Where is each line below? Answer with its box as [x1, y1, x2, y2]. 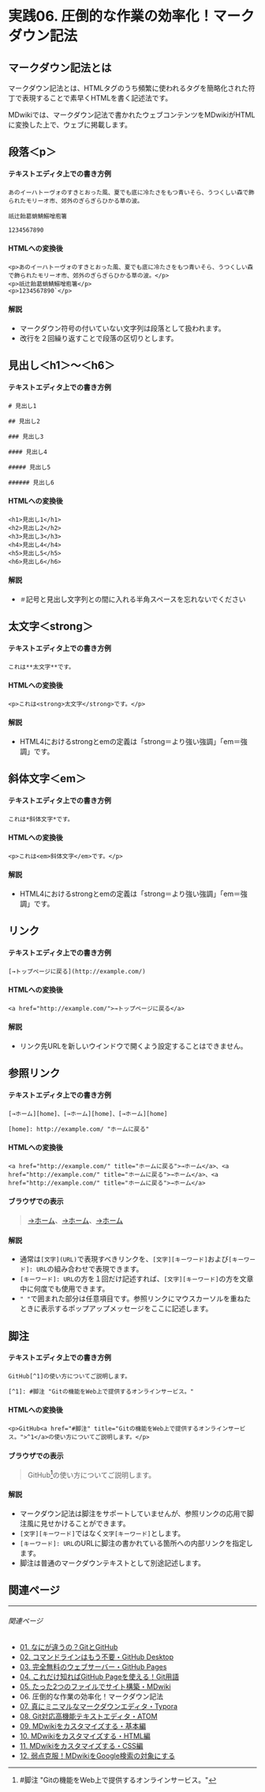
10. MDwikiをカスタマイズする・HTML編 [19, 1731, 151, 1741]
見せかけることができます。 [40, 1519, 130, 1529]
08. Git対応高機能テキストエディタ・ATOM [19, 1711, 158, 1721]
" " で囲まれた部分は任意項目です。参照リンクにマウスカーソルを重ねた [19, 1294, 251, 1303]
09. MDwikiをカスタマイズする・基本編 [19, 1722, 147, 1731]
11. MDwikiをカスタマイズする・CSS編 [19, 1741, 144, 1751]
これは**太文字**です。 [8, 663, 75, 671]
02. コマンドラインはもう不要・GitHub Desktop [19, 1652, 174, 1662]
